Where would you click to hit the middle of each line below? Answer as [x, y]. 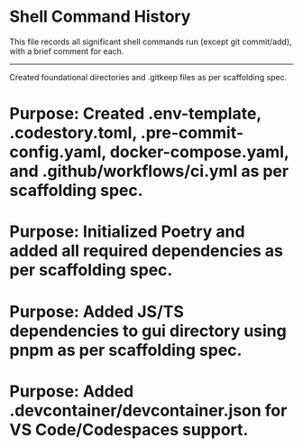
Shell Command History [100, 17]
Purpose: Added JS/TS [97, 311]
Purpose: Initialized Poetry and [127, 232]
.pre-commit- [192, 133]
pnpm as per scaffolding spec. [126, 350]
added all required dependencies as [147, 251]
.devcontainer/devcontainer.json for [148, 411]
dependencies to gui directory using [148, 331]
